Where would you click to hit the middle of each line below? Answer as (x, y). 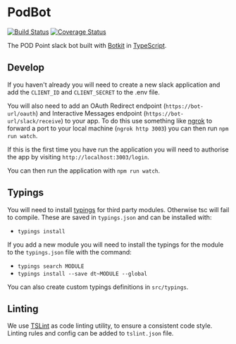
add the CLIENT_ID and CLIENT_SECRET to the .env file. (83, 92)
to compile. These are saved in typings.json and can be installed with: (110, 217)
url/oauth (22, 113)
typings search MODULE (51, 266)
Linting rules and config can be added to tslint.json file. (91, 333)
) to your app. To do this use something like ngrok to (137, 121)
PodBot (29, 12)
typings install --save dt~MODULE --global (82, 274)
